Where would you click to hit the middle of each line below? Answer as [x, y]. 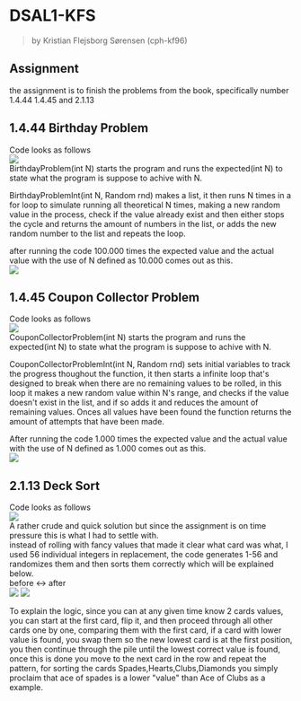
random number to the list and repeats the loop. [97, 233]
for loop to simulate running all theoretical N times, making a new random [145, 205]
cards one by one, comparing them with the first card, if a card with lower [146, 630]
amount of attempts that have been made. [87, 422]
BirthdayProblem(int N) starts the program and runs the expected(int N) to [146, 168]
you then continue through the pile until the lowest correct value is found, [145, 649]
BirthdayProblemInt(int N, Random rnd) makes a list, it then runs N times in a [150, 195]
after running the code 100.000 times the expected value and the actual [142, 250]
